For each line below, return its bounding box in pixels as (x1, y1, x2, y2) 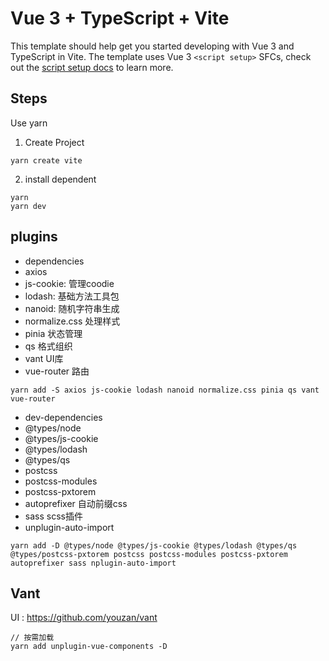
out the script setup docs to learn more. (10, 61, 174, 73)
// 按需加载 (10, 633, 55, 643)
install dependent (24, 173, 97, 185)
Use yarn (10, 117, 48, 129)
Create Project (24, 136, 85, 148)
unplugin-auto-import (24, 521, 115, 533)
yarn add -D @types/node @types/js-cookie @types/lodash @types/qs (10, 540, 298, 551)
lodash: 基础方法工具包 (24, 290, 120, 302)
